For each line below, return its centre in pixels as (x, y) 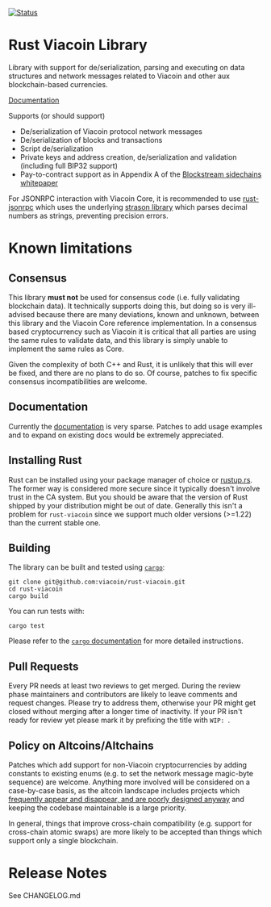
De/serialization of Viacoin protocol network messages (111, 131)
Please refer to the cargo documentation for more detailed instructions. (126, 641)
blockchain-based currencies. (58, 84)
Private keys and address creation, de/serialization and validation (128, 157)
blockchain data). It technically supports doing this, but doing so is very (127, 306)
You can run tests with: (46, 611)
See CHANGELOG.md (44, 895)
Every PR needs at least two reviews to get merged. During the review (125, 686)
